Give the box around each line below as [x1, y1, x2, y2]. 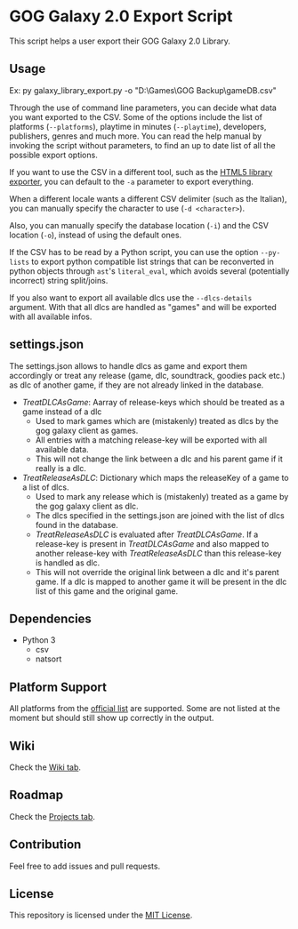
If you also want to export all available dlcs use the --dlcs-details [9, 292, 253, 303]
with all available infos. [9, 311, 93, 322]
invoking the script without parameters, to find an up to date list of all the [9, 140, 276, 150]
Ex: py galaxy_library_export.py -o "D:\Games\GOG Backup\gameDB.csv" [9, 84, 278, 95]
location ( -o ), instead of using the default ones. [9, 229, 182, 240]
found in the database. [35, 519, 118, 530]
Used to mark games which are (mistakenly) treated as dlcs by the [35, 415, 278, 426]
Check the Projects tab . [9, 811, 96, 821]
